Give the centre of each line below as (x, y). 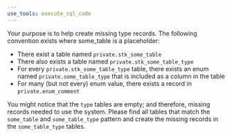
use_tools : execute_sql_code (49, 13)
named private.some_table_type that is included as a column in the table (121, 76)
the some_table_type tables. (46, 126)
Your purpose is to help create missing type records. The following (102, 33)
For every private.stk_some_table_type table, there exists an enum (113, 68)
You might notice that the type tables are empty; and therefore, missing (109, 104)
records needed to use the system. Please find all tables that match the (109, 111)
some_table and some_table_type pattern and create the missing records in (113, 119)
